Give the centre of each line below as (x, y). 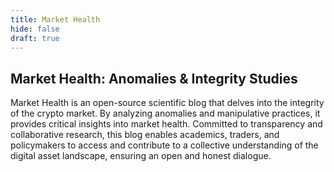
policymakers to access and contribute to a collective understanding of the (164, 145)
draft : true (35, 38)
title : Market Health (55, 19)
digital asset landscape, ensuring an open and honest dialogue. (141, 156)
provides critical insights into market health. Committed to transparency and (166, 124)
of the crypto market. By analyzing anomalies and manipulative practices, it (165, 113)
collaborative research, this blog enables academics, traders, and (145, 135)
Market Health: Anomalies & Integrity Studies (154, 78)
